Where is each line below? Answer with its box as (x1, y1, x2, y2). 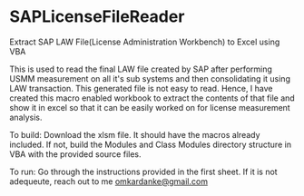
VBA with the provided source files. (9, 148, 142, 160)
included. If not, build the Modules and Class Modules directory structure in (9, 139, 292, 150)
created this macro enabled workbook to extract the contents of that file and (9, 93, 295, 103)
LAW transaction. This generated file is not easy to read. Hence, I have (9, 83, 274, 93)
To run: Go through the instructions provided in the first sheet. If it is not (9, 166, 279, 177)
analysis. (9, 112, 43, 122)
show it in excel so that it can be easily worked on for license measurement (9, 102, 290, 113)
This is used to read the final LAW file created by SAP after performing (9, 64, 272, 74)
